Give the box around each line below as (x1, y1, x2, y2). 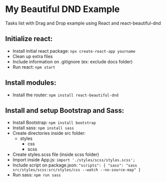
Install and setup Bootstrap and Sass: (5, 106, 124, 115)
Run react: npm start (12, 64, 56, 70)
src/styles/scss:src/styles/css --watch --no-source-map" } (12, 167, 141, 172)
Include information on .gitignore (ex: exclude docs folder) (12, 59, 133, 65)
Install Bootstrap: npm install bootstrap (12, 119, 96, 126)
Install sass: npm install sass (12, 125, 74, 131)
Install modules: (5, 79, 57, 87)
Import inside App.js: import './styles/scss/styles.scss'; (12, 157, 135, 163)
